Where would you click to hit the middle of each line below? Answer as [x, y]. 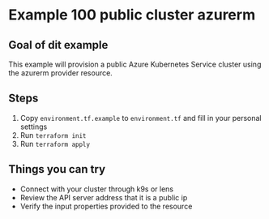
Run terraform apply [55, 144]
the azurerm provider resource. [61, 73]
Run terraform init [53, 135]
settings [34, 127]
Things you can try [57, 169]
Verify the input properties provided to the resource [106, 206]
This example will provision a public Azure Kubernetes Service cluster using [135, 64]
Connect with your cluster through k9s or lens [97, 189]
